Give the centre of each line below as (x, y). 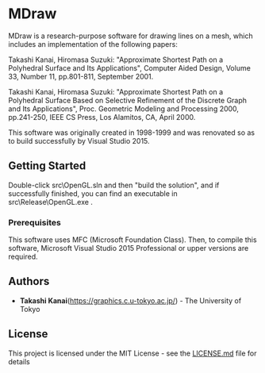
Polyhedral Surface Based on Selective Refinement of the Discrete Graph (128, 100)
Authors (29, 281)
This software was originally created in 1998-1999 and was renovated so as (132, 133)
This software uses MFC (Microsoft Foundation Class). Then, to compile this (132, 240)
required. (23, 257)
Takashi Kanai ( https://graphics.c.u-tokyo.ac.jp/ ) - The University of (131, 300)
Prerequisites (35, 222)
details (19, 361)
